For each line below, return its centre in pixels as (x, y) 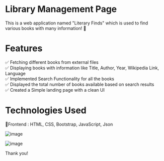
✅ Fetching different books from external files (52, 62)
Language (15, 73)
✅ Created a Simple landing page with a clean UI (55, 90)
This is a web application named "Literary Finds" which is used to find (77, 23)
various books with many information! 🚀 (46, 28)
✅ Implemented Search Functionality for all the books (60, 79)
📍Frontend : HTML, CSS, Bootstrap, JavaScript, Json (59, 124)
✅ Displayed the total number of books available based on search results (80, 84)
